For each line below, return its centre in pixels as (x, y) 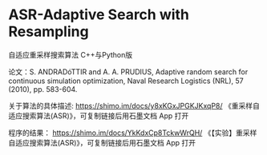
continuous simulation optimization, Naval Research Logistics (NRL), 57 (126, 81)
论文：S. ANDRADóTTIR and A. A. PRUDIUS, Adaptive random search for (128, 72)
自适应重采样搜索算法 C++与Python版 (71, 54)
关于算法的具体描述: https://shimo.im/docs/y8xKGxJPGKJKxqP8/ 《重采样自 (134, 105)
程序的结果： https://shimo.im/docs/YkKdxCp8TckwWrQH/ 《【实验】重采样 (133, 133)
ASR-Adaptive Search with (99, 15)
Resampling (49, 32)
